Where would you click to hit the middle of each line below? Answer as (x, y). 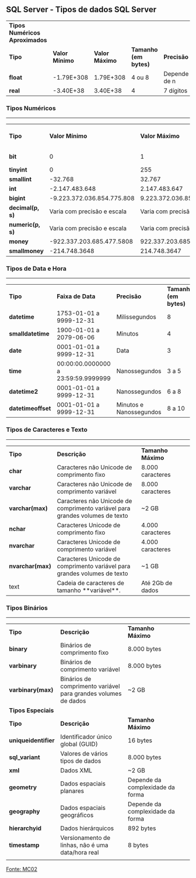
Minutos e (130, 405)
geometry (23, 787)
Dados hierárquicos (87, 828)
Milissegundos (136, 317)
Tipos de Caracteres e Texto (47, 430)
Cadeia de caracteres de (90, 583)
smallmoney (26, 251)
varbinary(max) (31, 690)
